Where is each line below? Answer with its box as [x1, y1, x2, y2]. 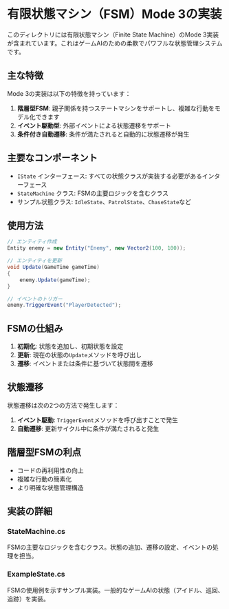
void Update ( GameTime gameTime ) [7, 263, 100, 270]
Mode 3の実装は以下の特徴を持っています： [7, 89, 131, 97]
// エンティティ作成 [7, 239, 57, 246]
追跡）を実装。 [7, 595, 50, 603]
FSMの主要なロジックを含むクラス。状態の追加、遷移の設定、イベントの [7, 543, 213, 552]
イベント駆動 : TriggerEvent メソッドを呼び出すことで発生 [17, 415, 179, 424]
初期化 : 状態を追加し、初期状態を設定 [17, 342, 124, 350]
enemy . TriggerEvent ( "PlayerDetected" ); [7, 301, 122, 309]
